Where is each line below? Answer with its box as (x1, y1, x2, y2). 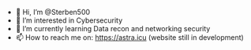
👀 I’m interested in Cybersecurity (15, 16, 123, 25)
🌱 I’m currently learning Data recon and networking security (15, 24, 211, 33)
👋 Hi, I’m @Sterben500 (15, 8, 91, 16)
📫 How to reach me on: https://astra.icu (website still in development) (15, 33, 245, 42)
